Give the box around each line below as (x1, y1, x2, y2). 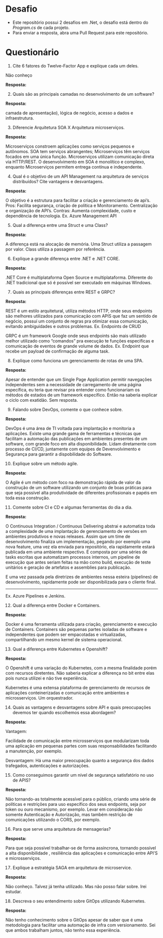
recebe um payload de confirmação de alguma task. (5, 348, 110, 354)
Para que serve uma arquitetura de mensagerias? (12, 826, 111, 832)
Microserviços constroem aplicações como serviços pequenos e (5, 143, 134, 149)
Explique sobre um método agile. (12, 460, 78, 466)
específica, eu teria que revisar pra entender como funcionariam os (5, 387, 140, 392)
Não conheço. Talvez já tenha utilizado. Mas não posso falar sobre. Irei (5, 883, 147, 889)
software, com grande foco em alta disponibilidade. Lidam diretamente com (5, 441, 157, 446)
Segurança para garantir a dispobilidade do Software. (5, 451, 113, 457)
